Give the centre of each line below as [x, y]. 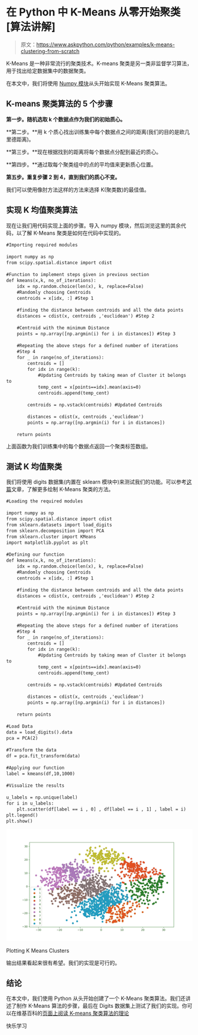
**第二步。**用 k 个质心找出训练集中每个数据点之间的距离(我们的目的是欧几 [98, 132]
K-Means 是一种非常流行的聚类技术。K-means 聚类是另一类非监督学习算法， [99, 63]
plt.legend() [22, 815]
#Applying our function [35, 768]
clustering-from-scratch [50, 51]
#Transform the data [32, 750]
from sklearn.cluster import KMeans [51, 537]
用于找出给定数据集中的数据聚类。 [48, 71]
